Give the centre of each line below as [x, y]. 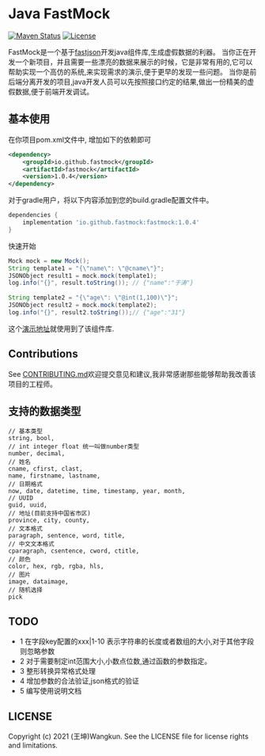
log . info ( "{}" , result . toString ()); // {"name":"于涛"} [101, 283]
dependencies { [33, 215]
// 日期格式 [26, 484]
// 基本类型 [26, 431]
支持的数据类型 [45, 411]
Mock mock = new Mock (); [49, 261]
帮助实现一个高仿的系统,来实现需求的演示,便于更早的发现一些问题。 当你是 [129, 71]
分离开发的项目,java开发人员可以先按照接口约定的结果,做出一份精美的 [134, 82]
